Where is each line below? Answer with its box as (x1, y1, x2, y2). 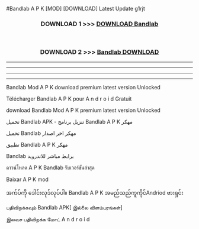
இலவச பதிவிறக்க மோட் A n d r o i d (6, 215, 90, 222)
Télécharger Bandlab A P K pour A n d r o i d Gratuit (6, 95, 132, 102)
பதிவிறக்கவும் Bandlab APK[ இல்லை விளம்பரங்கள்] (6, 204, 123, 211)
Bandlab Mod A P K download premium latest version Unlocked (6, 83, 161, 91)
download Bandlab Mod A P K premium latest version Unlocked (6, 107, 161, 114)
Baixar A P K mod (6, 176, 49, 183)
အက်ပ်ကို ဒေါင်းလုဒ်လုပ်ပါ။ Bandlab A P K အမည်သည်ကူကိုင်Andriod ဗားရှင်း (6, 189, 184, 196)
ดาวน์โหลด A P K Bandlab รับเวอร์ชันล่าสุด (6, 164, 95, 171)
